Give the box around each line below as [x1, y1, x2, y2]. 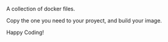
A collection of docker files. [6, 5, 75, 12]
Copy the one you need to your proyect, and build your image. [6, 17, 163, 24]
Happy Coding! [6, 29, 44, 36]
